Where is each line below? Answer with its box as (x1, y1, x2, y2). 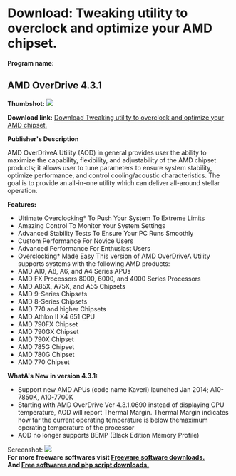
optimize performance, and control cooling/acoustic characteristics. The (7, 171, 220, 180)
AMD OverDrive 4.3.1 (7, 80, 102, 92)
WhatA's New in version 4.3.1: (7, 371, 98, 380)
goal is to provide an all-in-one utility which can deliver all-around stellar (7, 178, 220, 187)
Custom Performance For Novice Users (17, 237, 134, 245)
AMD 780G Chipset (17, 350, 75, 358)
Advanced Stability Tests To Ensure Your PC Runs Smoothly (17, 229, 194, 237)
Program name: (7, 58, 55, 67)
